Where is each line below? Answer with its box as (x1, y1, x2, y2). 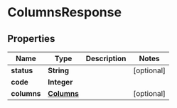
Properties (7, 33, 55, 45)
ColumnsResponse (7, 4, 122, 21)
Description (85, 54, 127, 63)
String (48, 65, 70, 75)
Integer (48, 77, 73, 87)
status (11, 65, 33, 75)
